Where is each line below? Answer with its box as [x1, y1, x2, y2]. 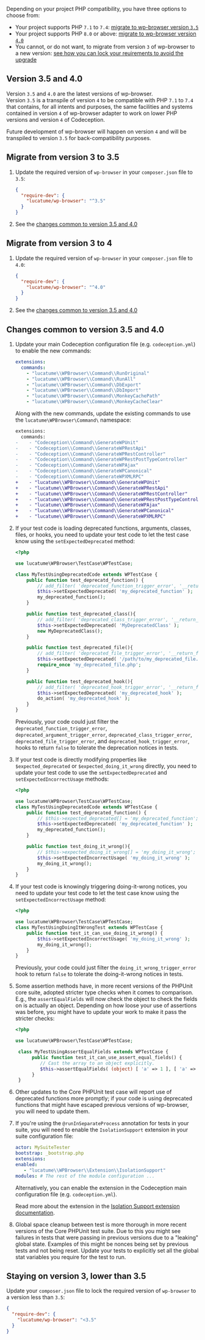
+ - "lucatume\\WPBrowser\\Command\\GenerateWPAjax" [15, 502, 160, 508]
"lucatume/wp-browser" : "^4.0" [26, 284, 106, 290]
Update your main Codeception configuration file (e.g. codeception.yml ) [15, 341, 196, 348]
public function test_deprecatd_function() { [26, 577, 145, 583]
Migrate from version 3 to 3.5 [6, 152, 120, 163]
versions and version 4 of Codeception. [6, 116, 106, 123]
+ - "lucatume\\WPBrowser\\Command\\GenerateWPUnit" [15, 479, 160, 485]
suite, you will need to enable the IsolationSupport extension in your [15, 1126, 189, 1134]
